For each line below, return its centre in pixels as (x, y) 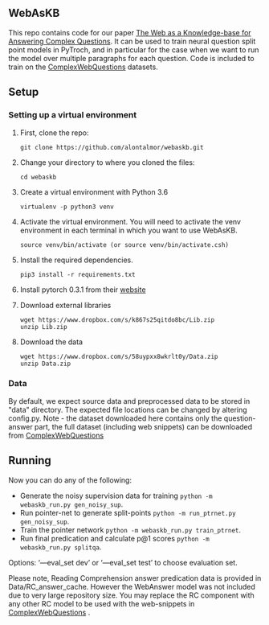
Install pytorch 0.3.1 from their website (83, 290)
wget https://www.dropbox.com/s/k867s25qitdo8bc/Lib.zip (117, 320)
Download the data (51, 342)
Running (30, 461)
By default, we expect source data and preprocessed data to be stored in (129, 401)
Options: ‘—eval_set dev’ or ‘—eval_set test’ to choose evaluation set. (123, 562)
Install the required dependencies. (77, 260)
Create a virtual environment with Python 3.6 (94, 191)
